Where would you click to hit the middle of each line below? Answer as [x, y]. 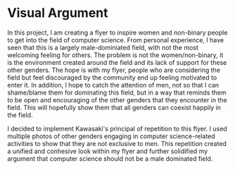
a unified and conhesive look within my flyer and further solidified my [108, 151]
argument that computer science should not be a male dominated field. [110, 158]
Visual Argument [58, 13]
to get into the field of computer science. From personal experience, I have [115, 40]
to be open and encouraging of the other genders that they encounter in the [117, 99]
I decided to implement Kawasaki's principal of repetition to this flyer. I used [117, 128]
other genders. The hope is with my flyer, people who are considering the [114, 70]
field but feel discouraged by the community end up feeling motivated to [112, 77]
